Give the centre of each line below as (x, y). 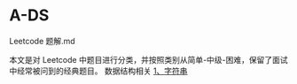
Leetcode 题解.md (42, 41)
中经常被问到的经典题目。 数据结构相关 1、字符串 (98, 71)
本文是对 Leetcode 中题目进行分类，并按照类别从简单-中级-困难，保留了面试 (148, 59)
